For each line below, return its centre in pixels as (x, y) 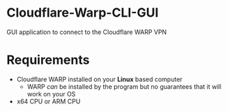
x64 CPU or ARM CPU (48, 101)
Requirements (48, 60)
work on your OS (51, 94)
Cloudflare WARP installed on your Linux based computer (99, 79)
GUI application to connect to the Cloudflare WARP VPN (87, 32)
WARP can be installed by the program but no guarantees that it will (124, 86)
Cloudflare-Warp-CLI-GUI (83, 13)
